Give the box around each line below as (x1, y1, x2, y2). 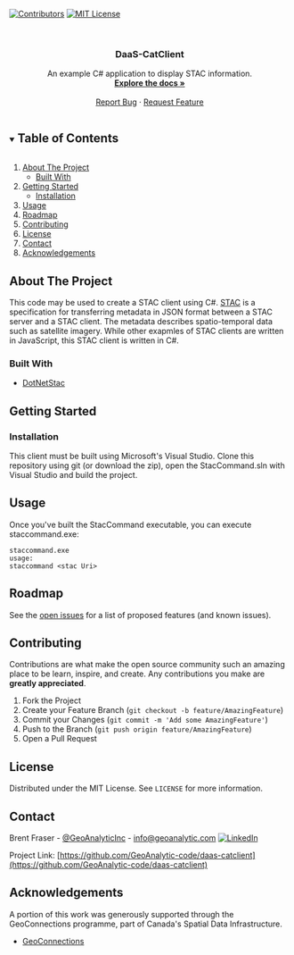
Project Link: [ (9, 850, 61, 860)
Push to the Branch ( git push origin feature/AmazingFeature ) (21, 724, 252, 734)
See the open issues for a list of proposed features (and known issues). (9, 609, 272, 620)
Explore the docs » (114, 78, 185, 88)
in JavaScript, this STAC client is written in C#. (9, 335, 180, 346)
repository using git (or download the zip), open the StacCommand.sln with (9, 460, 285, 471)
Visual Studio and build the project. (9, 469, 138, 480)
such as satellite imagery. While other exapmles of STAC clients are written (9, 325, 284, 336)
